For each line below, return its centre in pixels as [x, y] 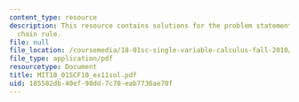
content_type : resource [53, 17]
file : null [29, 42]
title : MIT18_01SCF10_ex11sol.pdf [73, 75]
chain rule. [40, 34]
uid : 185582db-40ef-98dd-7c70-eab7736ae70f [91, 83]
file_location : [37, 51]
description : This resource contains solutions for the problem [131, 26]
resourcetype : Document [53, 67]
